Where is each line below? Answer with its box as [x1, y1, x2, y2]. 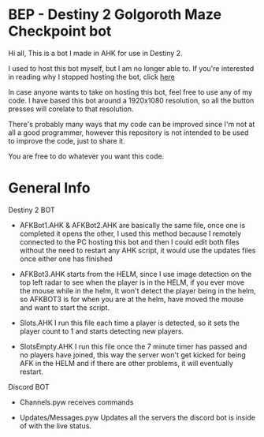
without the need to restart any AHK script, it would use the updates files [19, 245, 256, 255]
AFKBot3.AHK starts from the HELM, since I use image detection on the [19, 269, 252, 278]
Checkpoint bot [8, 22, 112, 40]
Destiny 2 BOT [8, 205, 55, 215]
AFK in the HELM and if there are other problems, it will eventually [19, 358, 234, 368]
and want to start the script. [19, 302, 110, 312]
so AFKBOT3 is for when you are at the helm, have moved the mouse [19, 294, 244, 304]
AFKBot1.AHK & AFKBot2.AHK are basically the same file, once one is [19, 220, 246, 230]
